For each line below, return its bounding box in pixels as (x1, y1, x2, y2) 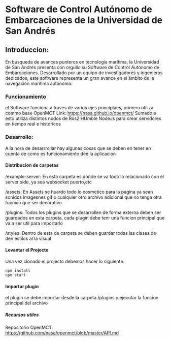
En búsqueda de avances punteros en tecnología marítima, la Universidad (5, 59, 159, 65)
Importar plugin (5, 283, 39, 289)
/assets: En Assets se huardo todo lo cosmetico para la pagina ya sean (5, 189, 153, 195)
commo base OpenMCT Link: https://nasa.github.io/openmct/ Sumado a (5, 110, 156, 116)
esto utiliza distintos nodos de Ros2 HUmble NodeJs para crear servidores (5, 115, 161, 121)
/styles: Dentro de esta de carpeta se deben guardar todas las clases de (5, 230, 156, 236)
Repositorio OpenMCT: (5, 324, 53, 331)
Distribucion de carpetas (5, 162, 59, 168)
